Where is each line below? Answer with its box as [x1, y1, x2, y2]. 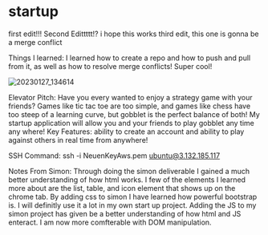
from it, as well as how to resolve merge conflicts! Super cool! [8, 61, 213, 71]
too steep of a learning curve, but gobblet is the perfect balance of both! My [8, 109, 261, 119]
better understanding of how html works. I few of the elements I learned [8, 175, 246, 184]
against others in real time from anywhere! [8, 135, 148, 144]
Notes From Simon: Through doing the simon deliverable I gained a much [8, 166, 250, 176]
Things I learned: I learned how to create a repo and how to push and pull [8, 53, 251, 63]
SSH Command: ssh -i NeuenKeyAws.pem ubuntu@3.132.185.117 [8, 151, 221, 160]
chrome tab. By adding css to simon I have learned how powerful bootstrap [8, 192, 258, 201]
